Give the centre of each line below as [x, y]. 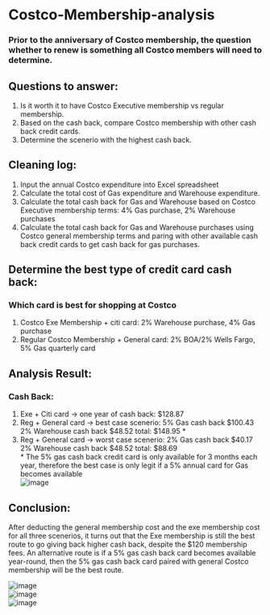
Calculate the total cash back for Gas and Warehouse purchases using [137, 227]
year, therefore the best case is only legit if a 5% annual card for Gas [134, 465]
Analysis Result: [50, 373]
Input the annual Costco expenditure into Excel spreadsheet [119, 184]
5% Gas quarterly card [58, 349]
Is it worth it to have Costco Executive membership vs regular [122, 105]
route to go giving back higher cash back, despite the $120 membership [128, 544]
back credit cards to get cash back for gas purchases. [110, 244]
